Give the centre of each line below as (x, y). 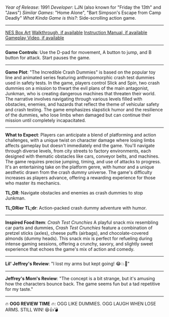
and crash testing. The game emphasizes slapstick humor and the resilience (84, 110)
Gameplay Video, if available (35, 38)
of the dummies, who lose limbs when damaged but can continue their (78, 115)
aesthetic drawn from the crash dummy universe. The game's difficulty (79, 172)
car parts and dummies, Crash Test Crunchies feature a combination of (79, 228)
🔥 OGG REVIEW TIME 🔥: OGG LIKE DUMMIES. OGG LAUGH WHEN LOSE (81, 304)
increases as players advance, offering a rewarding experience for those (80, 178)
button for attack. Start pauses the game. (48, 58)
